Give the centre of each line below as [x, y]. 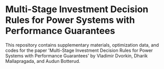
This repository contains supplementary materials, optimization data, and [82, 45]
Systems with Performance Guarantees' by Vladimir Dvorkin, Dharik [77, 56]
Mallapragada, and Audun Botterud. [43, 61]
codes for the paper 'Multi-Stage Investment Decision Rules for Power [79, 50]
